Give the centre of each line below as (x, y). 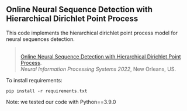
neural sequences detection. (40, 39)
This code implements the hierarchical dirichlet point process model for (92, 33)
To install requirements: (34, 80)
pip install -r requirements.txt (47, 91)
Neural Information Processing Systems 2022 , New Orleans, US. (98, 69)
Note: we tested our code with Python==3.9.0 (61, 102)
